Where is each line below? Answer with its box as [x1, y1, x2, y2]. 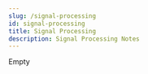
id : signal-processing [8, 20, 85, 28]
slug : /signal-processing [8, 11, 96, 20]
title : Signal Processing [8, 27, 96, 35]
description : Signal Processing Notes [8, 34, 140, 43]
